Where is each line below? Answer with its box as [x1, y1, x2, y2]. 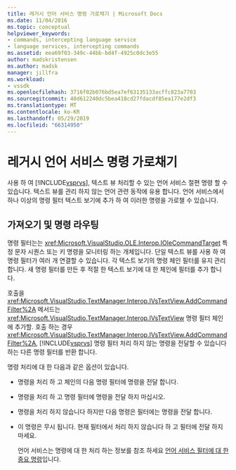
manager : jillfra [7, 69, 58, 76]
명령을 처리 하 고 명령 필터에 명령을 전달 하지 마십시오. [17, 393, 166, 401]
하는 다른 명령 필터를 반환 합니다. [7, 348, 98, 356]
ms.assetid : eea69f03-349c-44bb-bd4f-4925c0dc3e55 [7, 50, 159, 57]
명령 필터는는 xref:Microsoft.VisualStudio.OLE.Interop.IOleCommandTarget [7, 239, 221, 247]
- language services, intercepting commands [7, 43, 140, 50]
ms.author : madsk [7, 63, 58, 70]
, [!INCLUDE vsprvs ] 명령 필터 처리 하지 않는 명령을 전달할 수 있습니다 [36, 339, 227, 348]
